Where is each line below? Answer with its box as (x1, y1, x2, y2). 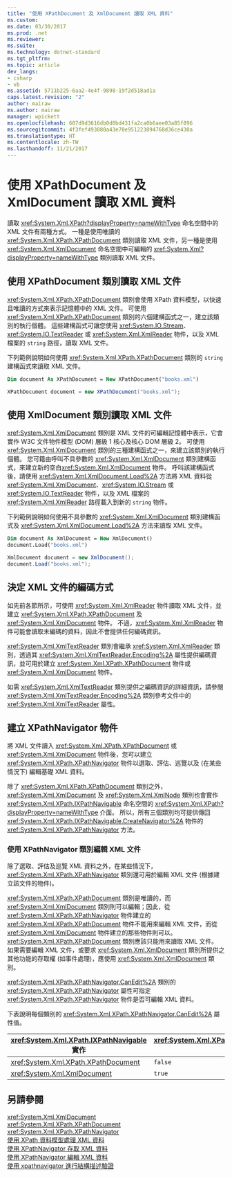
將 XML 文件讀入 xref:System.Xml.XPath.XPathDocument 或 (7, 742, 177, 750)
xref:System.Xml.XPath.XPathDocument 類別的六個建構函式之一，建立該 (7, 312, 213, 321)
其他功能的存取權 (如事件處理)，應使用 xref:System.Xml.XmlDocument (7, 954, 207, 962)
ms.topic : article (7, 62, 60, 69)
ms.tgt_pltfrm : (7, 55, 51, 62)
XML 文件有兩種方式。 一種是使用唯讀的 (7, 227, 121, 235)
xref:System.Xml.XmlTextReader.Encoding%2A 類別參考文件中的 (7, 691, 191, 699)
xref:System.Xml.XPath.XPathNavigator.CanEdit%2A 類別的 (7, 978, 176, 986)
